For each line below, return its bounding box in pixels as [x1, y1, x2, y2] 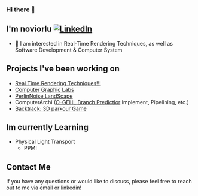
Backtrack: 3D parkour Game [14, 105, 87, 112]
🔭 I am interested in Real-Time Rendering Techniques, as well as [14, 40, 173, 47]
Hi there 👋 [6, 5, 36, 14]
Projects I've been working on [6, 64, 120, 74]
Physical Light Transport [14, 138, 75, 146]
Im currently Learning [6, 122, 89, 132]
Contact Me [6, 162, 51, 172]
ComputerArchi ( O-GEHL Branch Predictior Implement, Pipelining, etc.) [14, 98, 190, 105]
